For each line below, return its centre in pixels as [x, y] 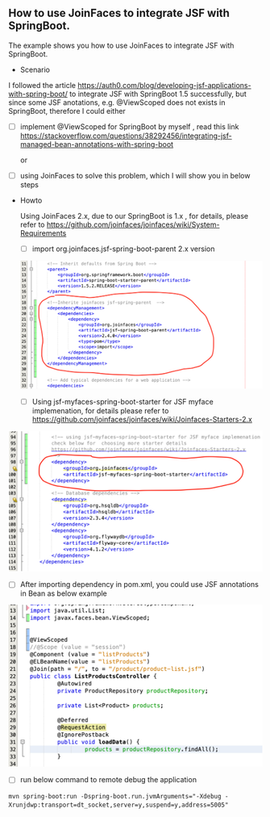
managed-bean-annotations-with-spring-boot [97, 144]
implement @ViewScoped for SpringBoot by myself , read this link [129, 126]
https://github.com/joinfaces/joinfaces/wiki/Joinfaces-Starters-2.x [142, 419]
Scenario [35, 69]
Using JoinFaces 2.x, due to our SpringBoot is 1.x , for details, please [134, 216]
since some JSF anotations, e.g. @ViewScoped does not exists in [117, 102]
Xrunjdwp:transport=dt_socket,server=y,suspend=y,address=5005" [118, 805]
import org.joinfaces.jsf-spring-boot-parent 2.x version [123, 249]
